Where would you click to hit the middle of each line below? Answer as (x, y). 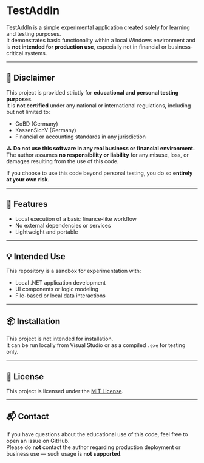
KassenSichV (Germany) (46, 130)
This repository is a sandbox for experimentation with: (74, 271)
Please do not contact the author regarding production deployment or (93, 447)
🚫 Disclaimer (31, 78)
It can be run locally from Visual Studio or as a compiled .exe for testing (96, 345)
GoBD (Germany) (37, 123)
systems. (36, 53)
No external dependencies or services (63, 225)
